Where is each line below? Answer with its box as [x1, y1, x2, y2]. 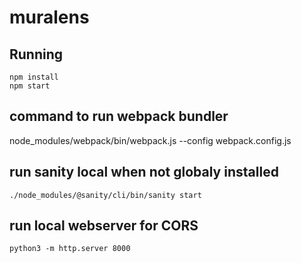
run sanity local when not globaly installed [9, 164, 279, 181]
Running [9, 46, 64, 63]
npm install [9, 72, 59, 82]
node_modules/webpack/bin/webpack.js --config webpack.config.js [9, 134, 292, 146]
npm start [9, 81, 51, 91]
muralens [9, 6, 90, 29]
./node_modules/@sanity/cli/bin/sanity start [9, 190, 202, 200]
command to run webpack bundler [9, 108, 229, 125]
